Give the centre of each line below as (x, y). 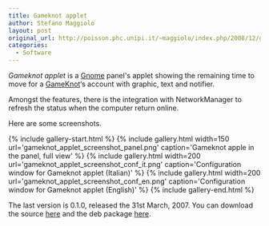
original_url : (32, 38)
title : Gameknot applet (48, 16)
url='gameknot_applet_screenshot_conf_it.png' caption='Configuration (125, 164)
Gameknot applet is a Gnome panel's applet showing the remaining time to (131, 75)
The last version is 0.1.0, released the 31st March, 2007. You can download (131, 205)
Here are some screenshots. (55, 123)
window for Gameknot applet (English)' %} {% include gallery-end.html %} (131, 190)
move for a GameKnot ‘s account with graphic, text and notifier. (111, 84)
